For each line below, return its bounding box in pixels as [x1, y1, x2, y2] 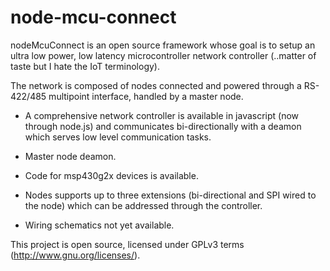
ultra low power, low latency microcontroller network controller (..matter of [10, 49, 317, 61]
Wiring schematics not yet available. [24, 219, 175, 231]
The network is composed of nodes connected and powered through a [10, 79, 302, 91]
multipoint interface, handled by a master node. [48, 90, 244, 102]
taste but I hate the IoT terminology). [10, 60, 160, 72]
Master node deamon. [24, 150, 117, 162]
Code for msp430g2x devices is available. [24, 169, 199, 181]
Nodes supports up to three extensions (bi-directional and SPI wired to [24, 189, 317, 201]
